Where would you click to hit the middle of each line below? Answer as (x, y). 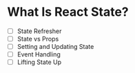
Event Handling (39, 54)
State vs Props (38, 39)
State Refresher (39, 31)
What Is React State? (68, 12)
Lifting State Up (39, 62)
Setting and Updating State (55, 47)
